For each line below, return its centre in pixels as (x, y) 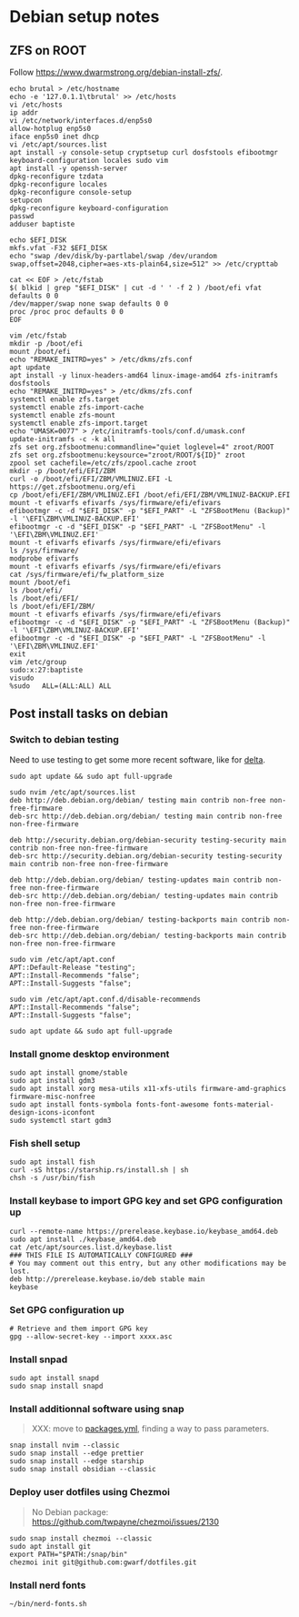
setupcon (26, 200)
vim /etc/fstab (38, 336)
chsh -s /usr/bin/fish (52, 1178)
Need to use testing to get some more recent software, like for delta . (138, 759)
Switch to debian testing (65, 740)
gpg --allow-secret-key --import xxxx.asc (91, 1336)
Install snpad (39, 1359)
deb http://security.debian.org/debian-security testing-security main (148, 840)
